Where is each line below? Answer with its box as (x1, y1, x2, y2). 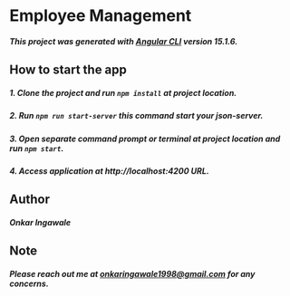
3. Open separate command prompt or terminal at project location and (9, 133, 281, 144)
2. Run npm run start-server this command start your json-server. (9, 110, 264, 121)
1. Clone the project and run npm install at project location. (9, 87, 237, 98)
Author (9, 192, 50, 207)
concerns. (9, 278, 50, 289)
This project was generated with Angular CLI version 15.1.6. (9, 35, 238, 46)
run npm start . (9, 142, 64, 154)
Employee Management (9, 5, 192, 26)
